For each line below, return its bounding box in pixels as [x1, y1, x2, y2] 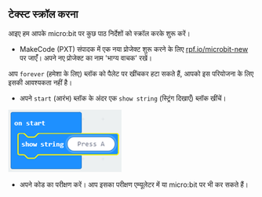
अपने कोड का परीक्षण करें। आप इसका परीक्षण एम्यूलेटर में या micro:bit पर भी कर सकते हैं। [19, 180, 249, 189]
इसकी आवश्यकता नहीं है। [8, 78, 73, 87]
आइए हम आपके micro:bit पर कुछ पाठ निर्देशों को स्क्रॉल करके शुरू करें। [8, 28, 191, 38]
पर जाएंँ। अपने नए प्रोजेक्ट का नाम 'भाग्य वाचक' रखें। [19, 53, 153, 63]
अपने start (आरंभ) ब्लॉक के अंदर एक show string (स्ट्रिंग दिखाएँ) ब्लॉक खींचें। [19, 93, 227, 103]
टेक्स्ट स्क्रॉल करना [8, 8, 78, 21]
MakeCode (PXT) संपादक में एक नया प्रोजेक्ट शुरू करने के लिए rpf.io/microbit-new [19, 44, 249, 53]
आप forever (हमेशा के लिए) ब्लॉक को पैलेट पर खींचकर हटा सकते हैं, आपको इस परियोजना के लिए [8, 68, 254, 78]
